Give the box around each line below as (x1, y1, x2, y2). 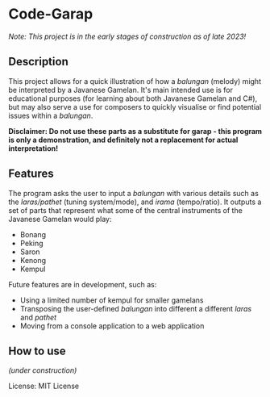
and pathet (19, 312, 57, 322)
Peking (19, 238, 44, 248)
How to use (8, 344, 66, 357)
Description (8, 55, 69, 69)
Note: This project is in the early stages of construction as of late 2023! (8, 31, 247, 41)
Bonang (19, 229, 47, 239)
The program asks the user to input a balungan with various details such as (8, 188, 260, 198)
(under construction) (8, 366, 77, 375)
